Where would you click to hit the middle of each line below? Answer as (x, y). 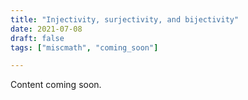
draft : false (37, 38)
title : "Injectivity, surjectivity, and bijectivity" (125, 19)
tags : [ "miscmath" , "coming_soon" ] (84, 47)
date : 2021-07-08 (46, 29)
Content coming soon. (56, 85)
